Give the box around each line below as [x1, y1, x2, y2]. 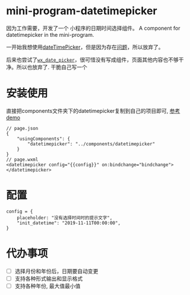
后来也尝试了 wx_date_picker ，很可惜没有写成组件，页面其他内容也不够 [6, 56, 179, 63]
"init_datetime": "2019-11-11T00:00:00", [17, 220, 121, 226]
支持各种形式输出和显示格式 [14, 275, 83, 282]
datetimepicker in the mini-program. [6, 31, 94, 38]
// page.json [6, 125, 39, 131]
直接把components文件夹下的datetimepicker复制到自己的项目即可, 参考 [6, 107, 180, 114]
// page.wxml [6, 156, 39, 163]
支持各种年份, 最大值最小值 [14, 282, 81, 289]
